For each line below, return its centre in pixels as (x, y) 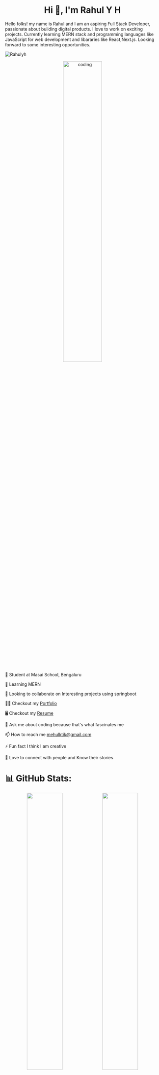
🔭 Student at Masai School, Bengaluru (43, 674)
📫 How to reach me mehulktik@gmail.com (48, 734)
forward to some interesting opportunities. (48, 44)
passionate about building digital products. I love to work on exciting (74, 29)
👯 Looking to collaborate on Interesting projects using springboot (71, 694)
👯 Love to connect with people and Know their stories (59, 757)
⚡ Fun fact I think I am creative (36, 746)
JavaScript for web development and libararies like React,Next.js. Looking (80, 39)
